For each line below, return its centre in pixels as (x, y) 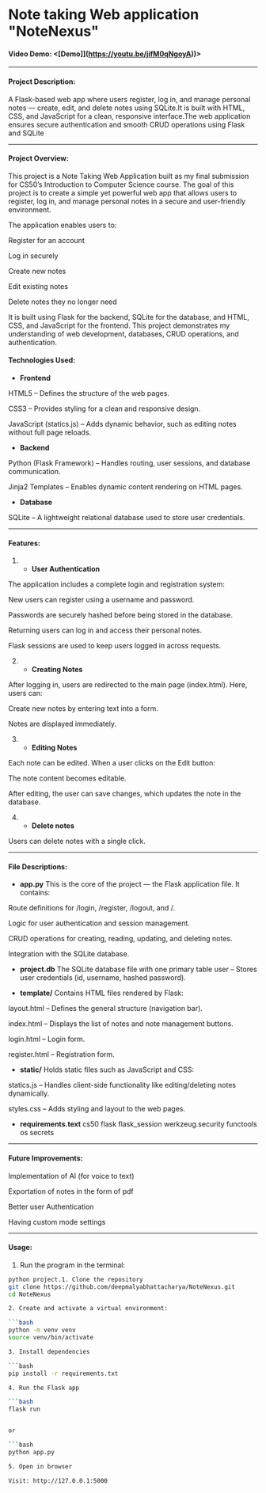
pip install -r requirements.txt (63, 1373)
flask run (25, 1409)
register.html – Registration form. (61, 1054)
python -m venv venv (42, 1330)
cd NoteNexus (30, 1294)
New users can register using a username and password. (101, 600)
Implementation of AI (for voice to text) (71, 1176)
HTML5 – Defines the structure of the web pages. (89, 393)
